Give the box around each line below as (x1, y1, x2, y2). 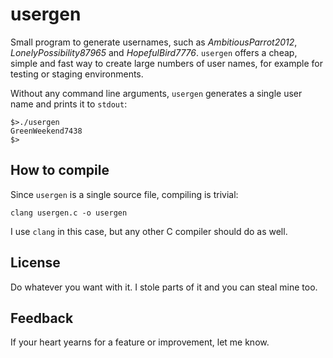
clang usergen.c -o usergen (10, 208, 128, 218)
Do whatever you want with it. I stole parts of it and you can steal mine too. (10, 281, 318, 293)
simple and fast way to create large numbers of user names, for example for (10, 57, 323, 69)
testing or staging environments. (10, 68, 144, 80)
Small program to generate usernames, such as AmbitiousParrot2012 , (10, 36, 298, 48)
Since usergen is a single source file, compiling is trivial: (10, 188, 239, 200)
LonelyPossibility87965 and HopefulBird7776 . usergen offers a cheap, (10, 46, 298, 58)
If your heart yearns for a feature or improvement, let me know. (10, 336, 270, 348)
